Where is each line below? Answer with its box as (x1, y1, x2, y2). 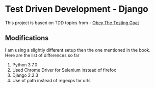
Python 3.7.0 (12, 61, 38, 67)
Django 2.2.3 (12, 72, 38, 78)
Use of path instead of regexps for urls (12, 77, 91, 83)
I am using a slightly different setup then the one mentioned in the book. (5, 47, 151, 53)
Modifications (5, 34, 49, 42)
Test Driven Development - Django (5, 3, 149, 15)
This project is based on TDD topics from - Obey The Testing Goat (5, 20, 139, 26)
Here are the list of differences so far (5, 52, 80, 58)
